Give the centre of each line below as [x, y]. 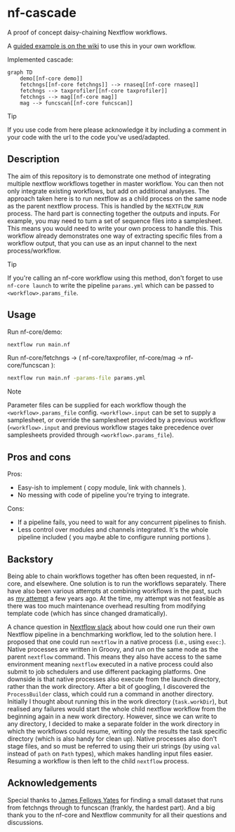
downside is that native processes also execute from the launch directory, [114, 679]
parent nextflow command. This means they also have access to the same [115, 657]
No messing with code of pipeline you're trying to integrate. [103, 495]
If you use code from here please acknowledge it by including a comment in [117, 129]
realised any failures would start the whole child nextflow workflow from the [117, 709]
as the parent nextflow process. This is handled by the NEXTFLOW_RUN [105, 206]
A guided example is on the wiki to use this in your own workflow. [102, 46]
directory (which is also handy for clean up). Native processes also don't [112, 739]
